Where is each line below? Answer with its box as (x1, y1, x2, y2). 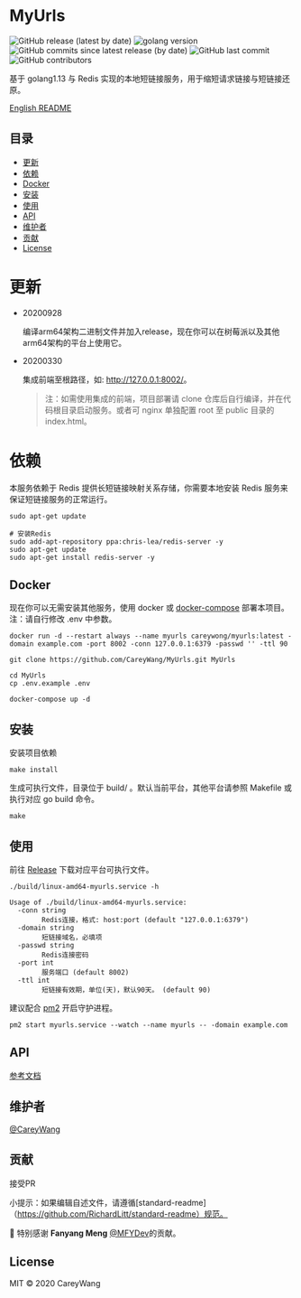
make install (9, 765, 59, 775)
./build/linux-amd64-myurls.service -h (9, 882, 160, 892)
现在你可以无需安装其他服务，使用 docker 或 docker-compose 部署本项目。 (9, 602, 290, 613)
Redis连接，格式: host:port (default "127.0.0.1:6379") (41, 916, 250, 925)
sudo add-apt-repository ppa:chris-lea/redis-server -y (9, 537, 223, 546)
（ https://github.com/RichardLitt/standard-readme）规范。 (9, 1208, 228, 1219)
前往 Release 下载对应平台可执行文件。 (9, 864, 154, 875)
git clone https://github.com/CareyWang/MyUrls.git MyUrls (9, 656, 236, 665)
